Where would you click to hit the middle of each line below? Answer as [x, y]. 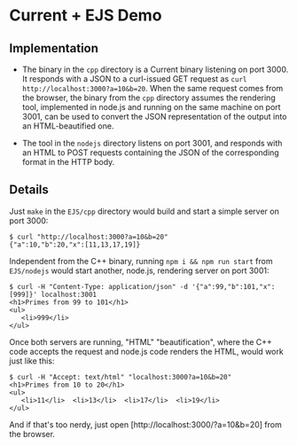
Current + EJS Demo [86, 16]
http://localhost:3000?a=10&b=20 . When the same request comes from [152, 88]
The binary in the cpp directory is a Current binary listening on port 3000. [155, 69]
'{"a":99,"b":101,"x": [234, 286]
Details [29, 190]
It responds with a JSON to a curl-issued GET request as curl [134, 79]
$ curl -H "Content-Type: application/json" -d [99, 286]
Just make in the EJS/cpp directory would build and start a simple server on [144, 211]
